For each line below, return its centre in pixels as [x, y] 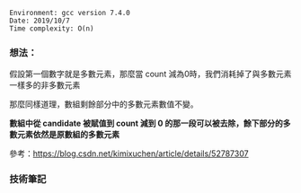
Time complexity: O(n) [52, 29]
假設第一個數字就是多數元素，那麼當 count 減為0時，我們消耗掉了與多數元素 [150, 74]
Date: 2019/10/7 [40, 21]
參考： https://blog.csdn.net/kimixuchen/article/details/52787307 [129, 154]
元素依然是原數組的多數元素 [68, 135]
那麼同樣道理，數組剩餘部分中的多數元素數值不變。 [104, 104]
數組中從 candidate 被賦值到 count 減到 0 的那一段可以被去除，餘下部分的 [146, 123]
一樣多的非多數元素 [45, 85]
